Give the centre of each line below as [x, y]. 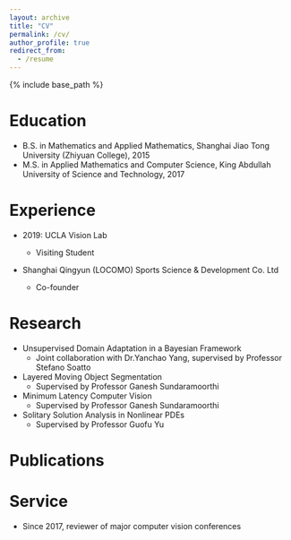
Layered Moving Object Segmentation [92, 376]
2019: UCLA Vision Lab [64, 235]
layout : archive [39, 17]
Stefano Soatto [63, 367]
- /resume [35, 59]
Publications [57, 460]
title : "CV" [31, 26]
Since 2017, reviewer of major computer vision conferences [132, 526]
